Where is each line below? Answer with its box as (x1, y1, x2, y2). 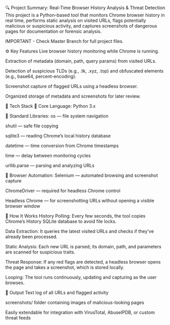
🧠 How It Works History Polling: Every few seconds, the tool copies (5, 213, 146, 219)
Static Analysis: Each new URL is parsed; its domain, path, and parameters (5, 244, 162, 249)
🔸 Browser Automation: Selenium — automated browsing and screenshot (5, 172, 158, 178)
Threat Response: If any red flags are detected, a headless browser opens (5, 259, 161, 265)
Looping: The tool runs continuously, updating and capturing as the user (5, 274, 157, 280)
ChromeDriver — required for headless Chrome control (5, 188, 121, 194)
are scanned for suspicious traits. (5, 249, 75, 255)
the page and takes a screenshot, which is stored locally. (5, 264, 125, 270)
